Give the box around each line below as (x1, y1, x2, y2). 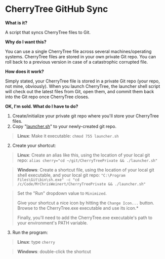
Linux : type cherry (17, 239, 55, 245)
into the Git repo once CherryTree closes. (5, 94, 89, 100)
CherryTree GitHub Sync (5, 3, 108, 15)
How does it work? (5, 68, 44, 74)
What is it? (5, 20, 28, 26)
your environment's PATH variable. (17, 220, 88, 225)
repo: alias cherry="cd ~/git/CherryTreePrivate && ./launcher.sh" (17, 157, 158, 163)
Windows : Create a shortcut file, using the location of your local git (17, 167, 155, 173)
